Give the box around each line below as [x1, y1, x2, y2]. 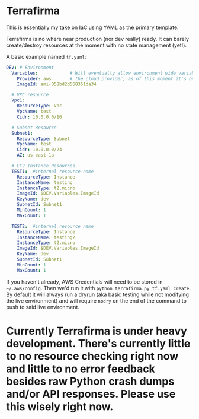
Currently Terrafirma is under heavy [6, 324, 188, 338]
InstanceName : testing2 [17, 234, 76, 240]
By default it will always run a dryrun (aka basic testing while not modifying [6, 291, 190, 298]
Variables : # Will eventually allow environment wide [11, 70, 176, 76]
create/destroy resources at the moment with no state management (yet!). [6, 42, 187, 49]
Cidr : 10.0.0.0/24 [17, 147, 62, 153]
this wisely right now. [6, 399, 114, 413]
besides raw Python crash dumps [6, 374, 175, 388]
